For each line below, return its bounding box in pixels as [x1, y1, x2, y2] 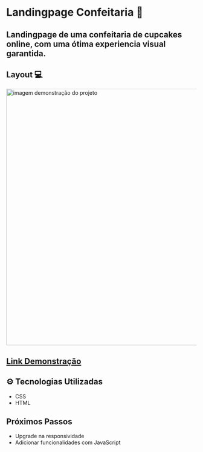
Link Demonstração [6, 356, 82, 366]
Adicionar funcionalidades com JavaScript [14, 439, 121, 446]
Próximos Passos [6, 416, 72, 427]
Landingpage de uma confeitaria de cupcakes [6, 30, 182, 40]
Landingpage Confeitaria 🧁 [6, 5, 144, 19]
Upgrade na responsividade [14, 433, 85, 440]
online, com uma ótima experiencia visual [6, 39, 166, 49]
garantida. [6, 48, 47, 59]
